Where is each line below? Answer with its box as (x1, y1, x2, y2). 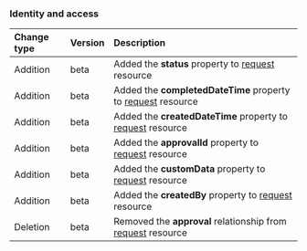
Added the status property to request (113, 58, 275, 70)
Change (14, 31, 49, 44)
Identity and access (9, 7, 100, 20)
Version (69, 37, 105, 49)
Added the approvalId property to (113, 136, 259, 149)
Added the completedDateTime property (113, 84, 291, 97)
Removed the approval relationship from (113, 215, 288, 228)
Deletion (14, 221, 50, 234)
